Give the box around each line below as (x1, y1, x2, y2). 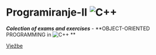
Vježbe (6, 42, 23, 49)
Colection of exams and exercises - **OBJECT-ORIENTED (6, 25, 150, 32)
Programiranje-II (6, 6, 88, 19)
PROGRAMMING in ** (6, 31, 76, 38)
